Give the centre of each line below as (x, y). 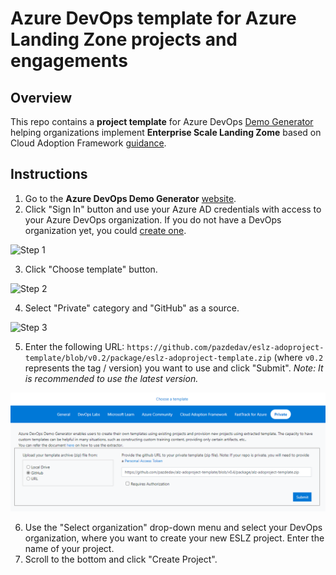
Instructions (49, 174)
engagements (69, 61)
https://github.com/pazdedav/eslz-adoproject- (225, 347)
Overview (41, 97)
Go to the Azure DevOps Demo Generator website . (130, 198)
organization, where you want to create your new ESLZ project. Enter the (174, 538)
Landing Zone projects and (124, 39)
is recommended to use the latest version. (111, 378)
